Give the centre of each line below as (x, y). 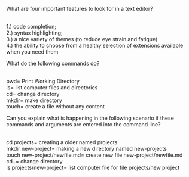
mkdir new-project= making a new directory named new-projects (87, 149)
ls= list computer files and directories (52, 88)
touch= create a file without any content (55, 106)
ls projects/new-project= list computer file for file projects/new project (93, 167)
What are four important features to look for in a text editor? (80, 9)
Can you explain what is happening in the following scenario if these (90, 118)
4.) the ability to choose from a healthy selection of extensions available (95, 45)
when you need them (32, 52)
